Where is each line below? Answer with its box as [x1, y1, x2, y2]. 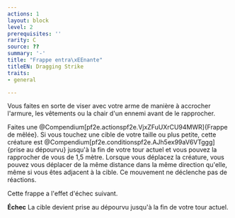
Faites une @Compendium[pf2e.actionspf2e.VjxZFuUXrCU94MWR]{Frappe [7, 123, 228, 132]
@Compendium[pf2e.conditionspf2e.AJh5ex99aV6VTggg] [44, 138, 215, 147]
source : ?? [7, 43, 40, 50]
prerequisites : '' [7, 30, 62, 38]
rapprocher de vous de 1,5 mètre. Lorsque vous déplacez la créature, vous [7, 153, 225, 161]
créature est [7, 138, 43, 147]
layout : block [7, 17, 50, 24]
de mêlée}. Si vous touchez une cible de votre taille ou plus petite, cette [7, 130, 217, 139]
